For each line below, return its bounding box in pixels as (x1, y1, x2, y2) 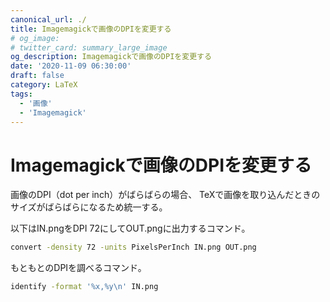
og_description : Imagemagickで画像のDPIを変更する (10, 52, 212, 62)
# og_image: (10, 33, 60, 43)
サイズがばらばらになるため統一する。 (10, 201, 168, 213)
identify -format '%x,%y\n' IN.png (10, 282, 159, 292)
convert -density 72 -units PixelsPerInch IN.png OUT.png (10, 242, 257, 253)
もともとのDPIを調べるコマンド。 (10, 262, 147, 274)
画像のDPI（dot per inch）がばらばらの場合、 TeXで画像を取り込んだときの (10, 189, 321, 201)
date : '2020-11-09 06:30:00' (10, 61, 132, 71)
